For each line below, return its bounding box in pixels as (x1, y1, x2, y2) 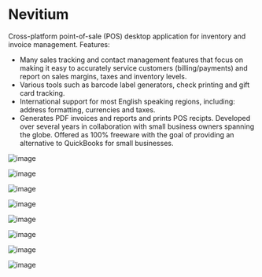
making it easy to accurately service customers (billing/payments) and (19, 63, 248, 72)
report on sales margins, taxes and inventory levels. (19, 71, 187, 81)
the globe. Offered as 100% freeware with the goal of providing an (19, 129, 234, 139)
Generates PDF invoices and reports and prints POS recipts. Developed (19, 113, 250, 122)
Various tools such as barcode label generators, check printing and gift (19, 80, 250, 89)
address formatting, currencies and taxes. (19, 104, 156, 115)
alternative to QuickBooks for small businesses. (19, 138, 174, 148)
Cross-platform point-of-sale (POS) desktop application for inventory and (8, 31, 246, 41)
